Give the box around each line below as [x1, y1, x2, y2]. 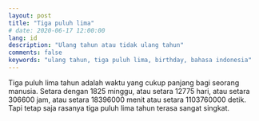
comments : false [8, 49, 62, 57]
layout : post [8, 11, 52, 20]
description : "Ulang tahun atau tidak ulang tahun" [8, 41, 184, 49]
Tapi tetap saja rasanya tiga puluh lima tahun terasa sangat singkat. [8, 103, 230, 112]
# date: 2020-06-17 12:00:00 [8, 26, 106, 34]
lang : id [8, 33, 38, 42]
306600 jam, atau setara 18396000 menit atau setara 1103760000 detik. [8, 95, 246, 104]
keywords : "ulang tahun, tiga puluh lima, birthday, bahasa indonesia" [8, 57, 252, 64]
